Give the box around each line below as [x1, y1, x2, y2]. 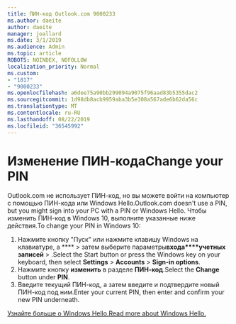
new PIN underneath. [17, 296, 80, 304]
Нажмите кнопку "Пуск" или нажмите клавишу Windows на [17, 235, 198, 244]
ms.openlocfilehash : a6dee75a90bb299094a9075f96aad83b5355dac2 [7, 89, 198, 96]
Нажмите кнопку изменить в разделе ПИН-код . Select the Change [17, 265, 220, 274]
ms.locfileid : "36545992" [7, 122, 84, 130]
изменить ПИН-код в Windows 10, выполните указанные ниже [7, 214, 196, 223]
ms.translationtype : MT [7, 103, 78, 110]
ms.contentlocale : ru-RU [7, 109, 81, 116]
